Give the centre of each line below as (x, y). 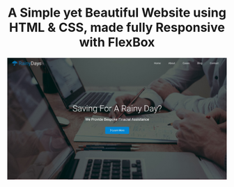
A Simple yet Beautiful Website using (117, 13)
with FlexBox (117, 42)
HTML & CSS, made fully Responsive (117, 27)
